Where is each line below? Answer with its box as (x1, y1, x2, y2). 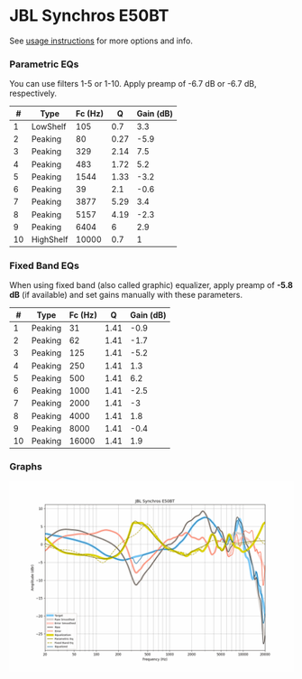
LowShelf (31, 121, 67, 132)
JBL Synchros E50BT (9, 5, 169, 26)
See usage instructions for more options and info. (9, 35, 194, 46)
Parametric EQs (9, 58, 79, 70)
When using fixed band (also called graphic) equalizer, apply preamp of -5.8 (9, 280, 293, 291)
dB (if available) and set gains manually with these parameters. (9, 290, 243, 301)
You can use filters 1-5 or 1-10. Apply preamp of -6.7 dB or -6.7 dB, (9, 79, 257, 89)
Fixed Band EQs (9, 259, 79, 272)
